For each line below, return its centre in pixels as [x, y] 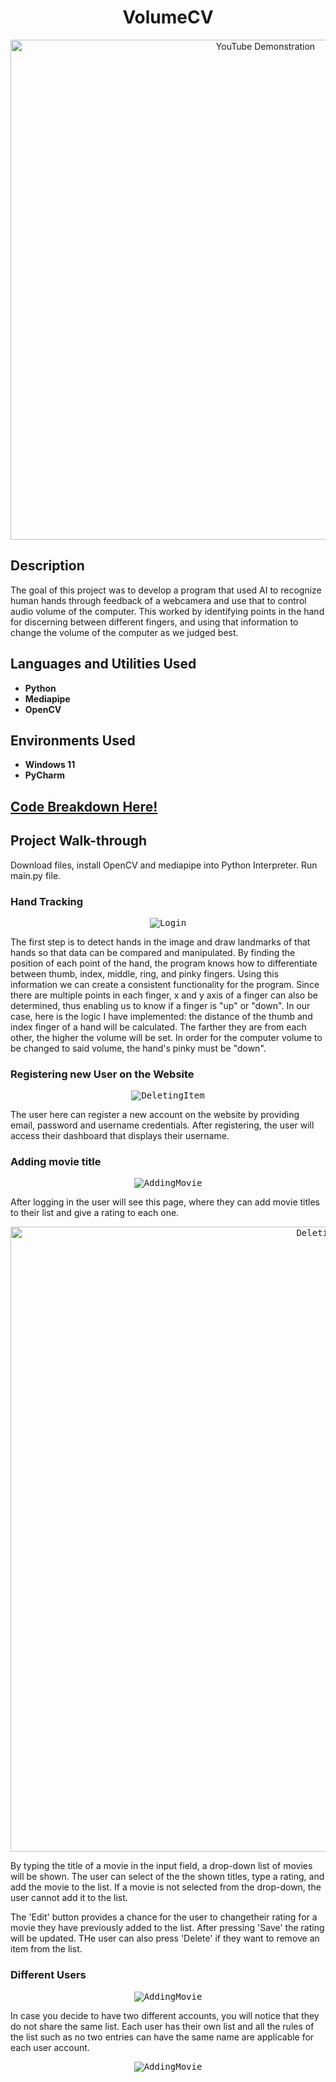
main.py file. [36, 875]
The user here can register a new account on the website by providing [155, 1115]
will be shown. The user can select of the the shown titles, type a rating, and [167, 1877]
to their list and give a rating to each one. [95, 1213]
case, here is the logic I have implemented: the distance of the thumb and [161, 1016]
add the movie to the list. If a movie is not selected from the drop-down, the [166, 1887]
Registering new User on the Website [102, 1074]
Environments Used [73, 740]
